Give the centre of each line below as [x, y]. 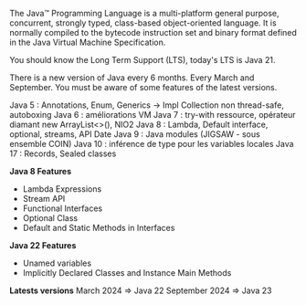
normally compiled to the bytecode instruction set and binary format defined [153, 32]
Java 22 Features [43, 245]
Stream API [44, 199]
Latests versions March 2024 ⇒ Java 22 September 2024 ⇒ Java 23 [141, 290]
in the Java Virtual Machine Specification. [88, 42]
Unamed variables [57, 263]
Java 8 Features [41, 171]
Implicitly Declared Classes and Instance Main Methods [127, 273]
